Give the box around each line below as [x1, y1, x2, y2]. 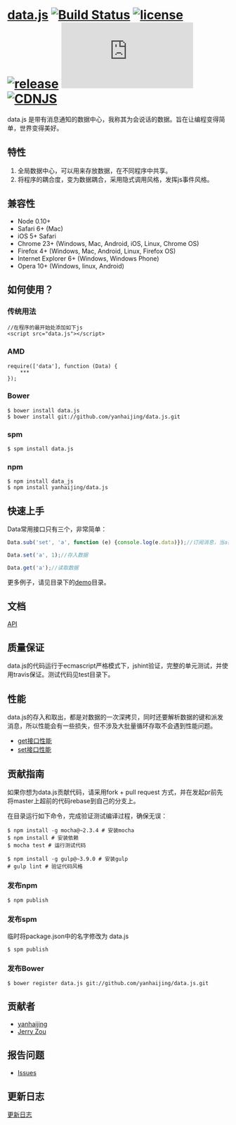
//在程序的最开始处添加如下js [7, 324, 83, 332]
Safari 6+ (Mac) [17, 224, 63, 233]
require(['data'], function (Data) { [7, 363, 118, 370]
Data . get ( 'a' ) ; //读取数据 [7, 564, 79, 571]
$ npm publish [7, 897, 49, 904]
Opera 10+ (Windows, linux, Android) [17, 261, 125, 270]
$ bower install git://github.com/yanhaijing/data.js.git [7, 413, 181, 420]
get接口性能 [17, 736, 53, 745]
